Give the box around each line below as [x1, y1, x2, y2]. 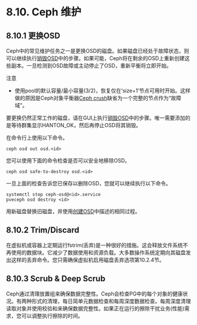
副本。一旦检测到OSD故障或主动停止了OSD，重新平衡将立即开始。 [11, 62, 172, 69]
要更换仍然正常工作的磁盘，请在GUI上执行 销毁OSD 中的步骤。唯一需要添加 [6, 114, 186, 121]
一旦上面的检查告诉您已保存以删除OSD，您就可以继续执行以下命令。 [6, 180, 171, 187]
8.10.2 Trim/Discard [6, 225, 80, 236]
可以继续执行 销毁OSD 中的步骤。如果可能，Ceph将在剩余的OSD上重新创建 [6, 55, 185, 62]
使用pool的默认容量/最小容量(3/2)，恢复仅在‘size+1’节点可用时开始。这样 [14, 87, 191, 94]
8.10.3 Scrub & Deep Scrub [6, 274, 106, 284]
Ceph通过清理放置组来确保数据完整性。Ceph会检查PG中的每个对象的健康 [6, 290, 183, 297]
